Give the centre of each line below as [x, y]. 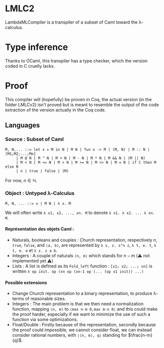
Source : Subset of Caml [35, 139]
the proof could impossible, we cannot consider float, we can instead [82, 330]
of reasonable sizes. [46, 299]
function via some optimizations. [45, 320]
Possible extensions [26, 282]
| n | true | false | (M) [42, 171]
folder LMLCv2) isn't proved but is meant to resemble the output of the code [82, 105]
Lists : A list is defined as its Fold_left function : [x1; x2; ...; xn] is [82, 266]
